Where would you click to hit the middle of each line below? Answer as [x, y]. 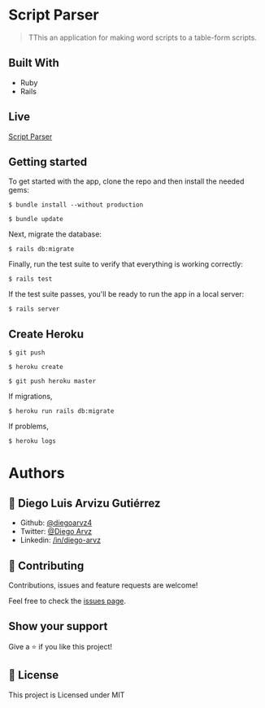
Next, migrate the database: [55, 234]
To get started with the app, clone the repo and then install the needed [126, 181]
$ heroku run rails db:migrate [61, 411]
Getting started [48, 161]
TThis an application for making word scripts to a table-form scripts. [143, 37]
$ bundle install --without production [76, 205]
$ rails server [34, 309]
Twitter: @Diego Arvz [56, 532]
